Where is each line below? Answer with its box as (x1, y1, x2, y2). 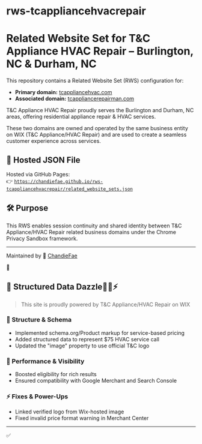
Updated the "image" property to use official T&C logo (14, 342, 150, 349)
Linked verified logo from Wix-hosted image (14, 408, 124, 415)
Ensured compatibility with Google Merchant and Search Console (14, 377, 177, 385)
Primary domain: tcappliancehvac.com (14, 89, 112, 96)
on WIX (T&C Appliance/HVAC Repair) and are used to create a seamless (6, 131, 187, 139)
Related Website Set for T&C (6, 32, 150, 46)
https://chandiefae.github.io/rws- (14, 178, 103, 184)
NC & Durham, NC (6, 57, 97, 71)
